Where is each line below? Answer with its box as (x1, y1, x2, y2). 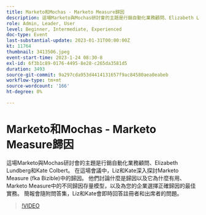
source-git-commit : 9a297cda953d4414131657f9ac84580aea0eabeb (6, 72, 169, 78)
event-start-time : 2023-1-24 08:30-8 (6, 55, 103, 61)
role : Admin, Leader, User (6, 20, 75, 26)
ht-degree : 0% (6, 89, 43, 95)
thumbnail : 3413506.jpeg (6, 49, 70, 55)
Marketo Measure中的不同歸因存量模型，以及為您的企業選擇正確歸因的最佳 (6, 182, 196, 189)
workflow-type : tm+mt (6, 77, 62, 83)
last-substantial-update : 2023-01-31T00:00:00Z (6, 37, 131, 43)
